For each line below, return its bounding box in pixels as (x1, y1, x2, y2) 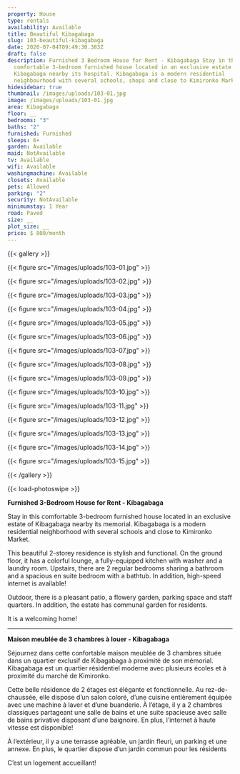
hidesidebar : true (7, 84, 62, 91)
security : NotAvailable (7, 196, 79, 203)
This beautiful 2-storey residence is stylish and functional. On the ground (7, 548, 223, 557)
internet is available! (7, 579, 66, 588)
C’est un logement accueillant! (7, 758, 96, 767)
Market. (7, 535, 31, 543)
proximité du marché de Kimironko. (7, 671, 111, 680)
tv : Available (7, 156, 50, 164)
